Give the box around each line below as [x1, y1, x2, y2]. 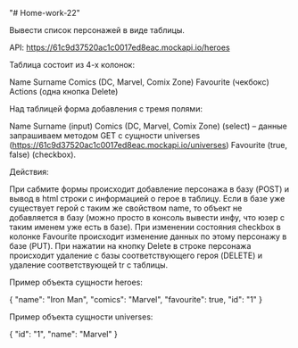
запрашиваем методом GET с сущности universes [9, 130, 201, 141]
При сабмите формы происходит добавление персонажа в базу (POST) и [9, 184, 290, 195]
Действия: [9, 167, 49, 177]
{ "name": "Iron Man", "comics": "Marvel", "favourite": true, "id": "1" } [9, 294, 263, 304]
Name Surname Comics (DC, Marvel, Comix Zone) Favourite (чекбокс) [9, 77, 269, 87]
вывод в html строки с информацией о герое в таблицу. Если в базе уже [9, 194, 286, 203]
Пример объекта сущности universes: [9, 311, 153, 322]
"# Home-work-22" [9, 8, 80, 18]
